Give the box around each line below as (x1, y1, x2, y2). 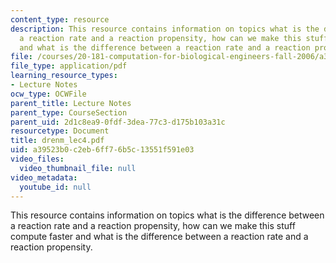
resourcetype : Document (10, 126, 110, 136)
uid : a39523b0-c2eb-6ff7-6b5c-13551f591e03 (10, 145, 195, 155)
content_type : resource (10, 14, 110, 25)
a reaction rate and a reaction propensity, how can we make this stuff (10, 220, 296, 232)
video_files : (10, 154, 65, 164)
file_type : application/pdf (10, 61, 128, 71)
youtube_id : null (19, 182, 92, 192)
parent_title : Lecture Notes (10, 98, 132, 108)
